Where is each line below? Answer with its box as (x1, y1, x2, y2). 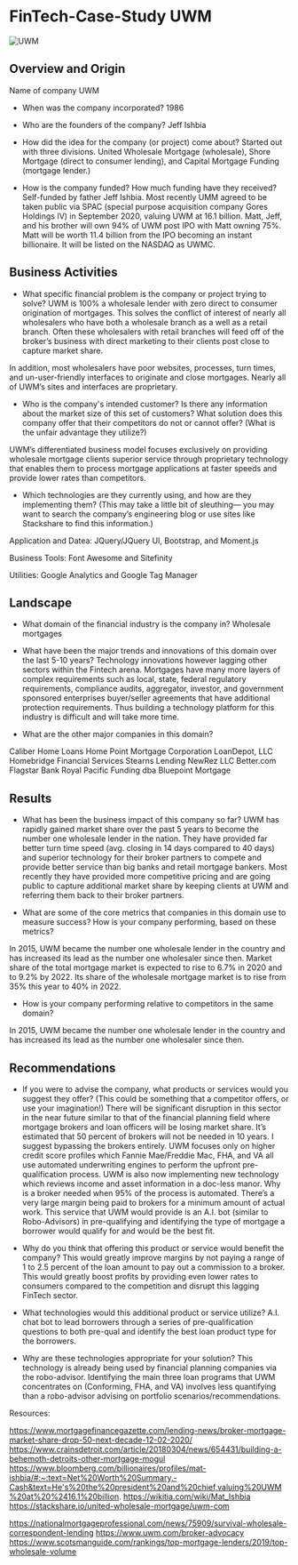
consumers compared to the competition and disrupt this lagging (21, 1280, 260, 1291)
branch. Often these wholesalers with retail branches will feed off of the (21, 326, 285, 337)
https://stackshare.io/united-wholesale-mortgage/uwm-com (9, 1501, 231, 1511)
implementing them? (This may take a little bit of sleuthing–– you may (21, 499, 275, 510)
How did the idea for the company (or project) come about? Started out (21, 136, 283, 148)
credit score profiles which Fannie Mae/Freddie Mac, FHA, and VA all (21, 1150, 274, 1160)
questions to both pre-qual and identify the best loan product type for (21, 1327, 277, 1336)
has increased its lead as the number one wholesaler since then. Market (9, 953, 272, 964)
